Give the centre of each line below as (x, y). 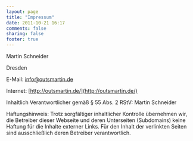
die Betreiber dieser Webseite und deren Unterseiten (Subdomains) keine (96, 120)
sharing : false (25, 34)
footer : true (22, 39)
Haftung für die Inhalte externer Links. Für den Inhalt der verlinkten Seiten (96, 126)
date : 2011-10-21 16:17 (36, 23)
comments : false (26, 28)
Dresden (17, 68)
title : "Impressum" (30, 17)
